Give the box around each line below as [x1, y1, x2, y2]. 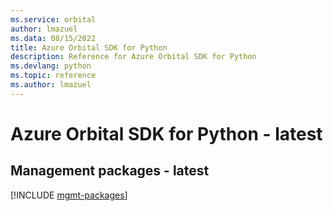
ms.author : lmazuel [10, 80, 92, 90]
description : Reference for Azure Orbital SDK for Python [10, 52, 257, 62]
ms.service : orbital [10, 14, 97, 25]
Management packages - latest [10, 162, 210, 180]
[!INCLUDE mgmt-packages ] [10, 189, 128, 201]
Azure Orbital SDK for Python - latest [10, 122, 323, 145]
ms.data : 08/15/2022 [10, 33, 97, 43]
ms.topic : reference [10, 71, 97, 81]
